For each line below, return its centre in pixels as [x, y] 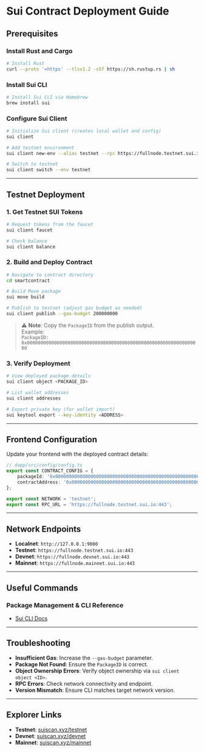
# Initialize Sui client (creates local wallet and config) [84, 131]
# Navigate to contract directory [50, 275]
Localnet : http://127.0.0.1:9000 [56, 544]
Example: [33, 332]
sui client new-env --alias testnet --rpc [61, 153]
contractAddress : [39, 482]
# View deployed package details [49, 376]
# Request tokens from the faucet [50, 224]
